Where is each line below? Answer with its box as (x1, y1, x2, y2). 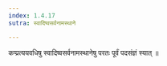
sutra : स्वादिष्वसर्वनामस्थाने (8, 19, 76, 27)
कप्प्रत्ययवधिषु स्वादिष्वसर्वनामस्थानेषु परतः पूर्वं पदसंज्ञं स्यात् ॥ (8, 48, 159, 57)
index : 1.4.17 (8, 11, 56, 20)
